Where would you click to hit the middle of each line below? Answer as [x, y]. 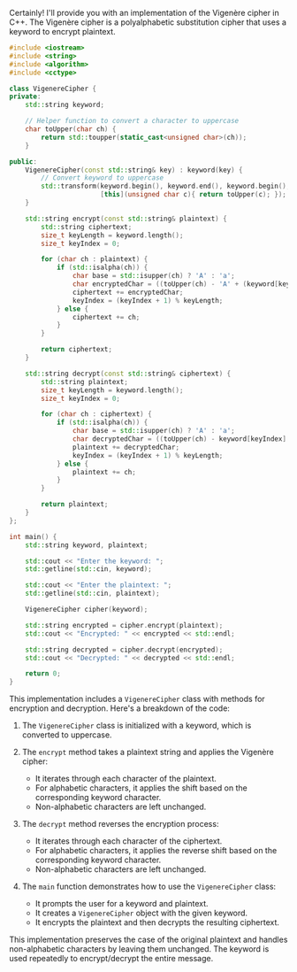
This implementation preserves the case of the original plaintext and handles [148, 940]
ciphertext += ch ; [106, 317]
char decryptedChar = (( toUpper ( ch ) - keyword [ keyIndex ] [179, 439]
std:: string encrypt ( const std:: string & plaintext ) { [126, 219]
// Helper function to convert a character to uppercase [132, 121]
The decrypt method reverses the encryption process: [120, 824]
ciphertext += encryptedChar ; [128, 292]
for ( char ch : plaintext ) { [95, 259]
